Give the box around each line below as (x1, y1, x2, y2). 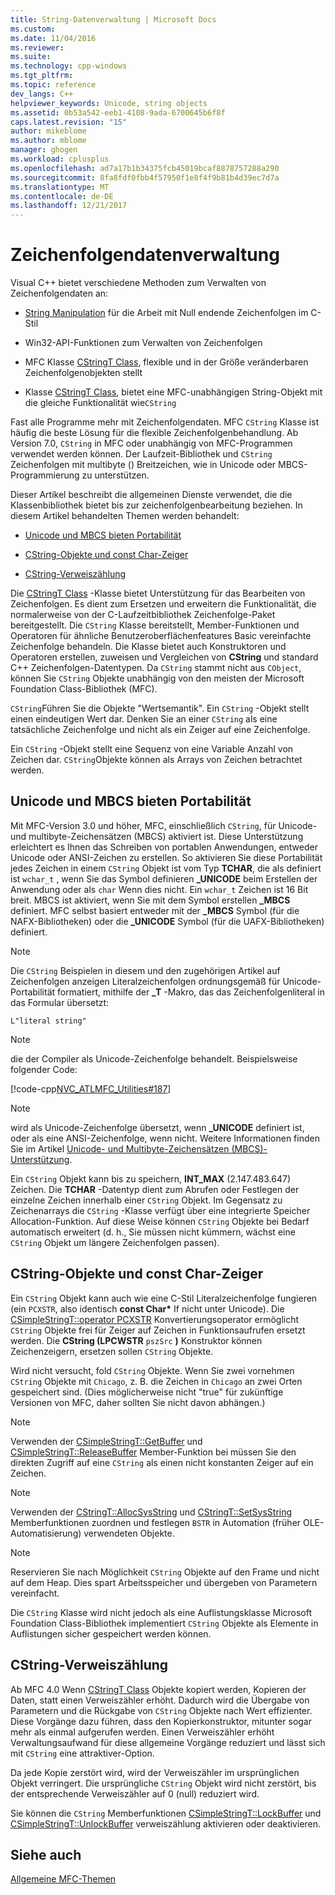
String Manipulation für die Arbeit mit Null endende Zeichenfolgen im (24, 307, 309, 319)
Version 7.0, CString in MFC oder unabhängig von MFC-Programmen (10, 437, 293, 450)
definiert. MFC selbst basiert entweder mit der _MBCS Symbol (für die (10, 904, 300, 916)
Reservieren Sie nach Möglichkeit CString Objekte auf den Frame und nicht (10, 1566, 320, 1578)
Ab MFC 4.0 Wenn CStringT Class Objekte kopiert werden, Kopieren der (10, 1683, 307, 1695)
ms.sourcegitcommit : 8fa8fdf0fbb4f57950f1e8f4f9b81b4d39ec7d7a (10, 172, 280, 183)
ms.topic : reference (10, 80, 97, 90)
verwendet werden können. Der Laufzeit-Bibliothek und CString (10, 448, 273, 460)
